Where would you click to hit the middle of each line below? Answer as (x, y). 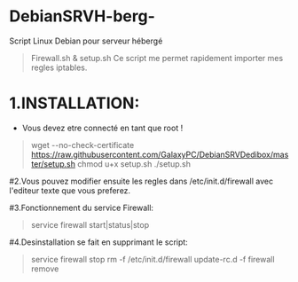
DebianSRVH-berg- (82, 16)
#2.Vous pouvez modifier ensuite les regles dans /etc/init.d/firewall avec (141, 181)
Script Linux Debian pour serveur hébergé (86, 41)
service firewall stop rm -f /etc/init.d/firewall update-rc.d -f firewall (153, 259)
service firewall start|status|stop (90, 224)
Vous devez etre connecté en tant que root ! (102, 128)
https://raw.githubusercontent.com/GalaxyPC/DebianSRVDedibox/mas (160, 154)
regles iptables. (59, 67)
